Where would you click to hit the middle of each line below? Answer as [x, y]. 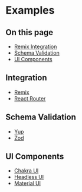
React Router [30, 98]
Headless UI [29, 177]
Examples [30, 10]
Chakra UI [26, 171]
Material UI [27, 183]
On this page [29, 32]
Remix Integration [35, 46]
